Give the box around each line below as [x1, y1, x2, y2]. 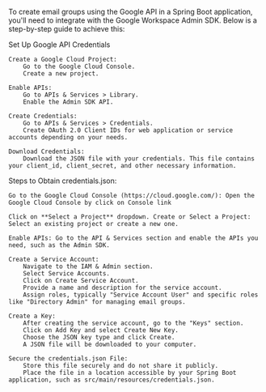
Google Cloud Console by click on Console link [8, 198, 172, 207]
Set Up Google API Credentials [8, 40, 111, 49]
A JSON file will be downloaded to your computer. [23, 340, 197, 348]
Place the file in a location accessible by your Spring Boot [23, 369, 237, 377]
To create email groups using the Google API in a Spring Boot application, [8, 7, 253, 16]
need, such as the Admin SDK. [8, 241, 111, 249]
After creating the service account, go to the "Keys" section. [23, 319, 244, 327]
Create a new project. [23, 70, 99, 78]
